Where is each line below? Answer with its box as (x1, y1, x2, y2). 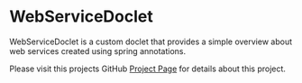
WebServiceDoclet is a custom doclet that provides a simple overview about (9, 36, 293, 47)
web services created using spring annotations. (9, 45, 187, 56)
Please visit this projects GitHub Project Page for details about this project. (9, 63, 287, 74)
